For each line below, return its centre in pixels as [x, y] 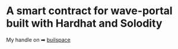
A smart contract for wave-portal [90, 11]
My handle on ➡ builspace [39, 40]
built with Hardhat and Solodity [84, 23]
